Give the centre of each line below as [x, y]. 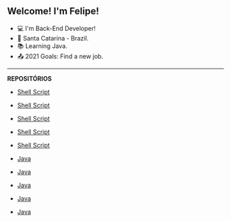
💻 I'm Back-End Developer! [56, 28]
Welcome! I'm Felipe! [53, 11]
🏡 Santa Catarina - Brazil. [53, 38]
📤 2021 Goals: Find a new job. [60, 56]
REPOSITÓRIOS [30, 78]
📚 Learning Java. [42, 46]
